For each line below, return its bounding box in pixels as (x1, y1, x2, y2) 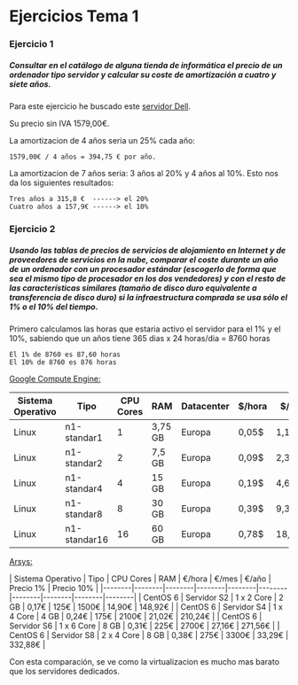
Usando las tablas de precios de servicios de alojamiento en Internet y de (9, 245, 286, 255)
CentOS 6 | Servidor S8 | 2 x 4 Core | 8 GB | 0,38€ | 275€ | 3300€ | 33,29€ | (9, 629, 289, 640)
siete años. (9, 78, 51, 90)
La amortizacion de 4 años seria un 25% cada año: (9, 136, 195, 146)
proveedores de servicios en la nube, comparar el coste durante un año (9, 254, 279, 265)
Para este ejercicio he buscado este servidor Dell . (9, 101, 192, 112)
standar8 (65, 508, 104, 520)
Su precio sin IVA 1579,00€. (9, 118, 110, 129)
